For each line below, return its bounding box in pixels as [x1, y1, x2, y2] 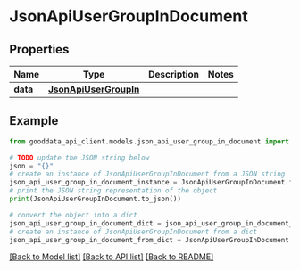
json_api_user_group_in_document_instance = [9, 178, 178, 187]
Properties [9, 42, 70, 57]
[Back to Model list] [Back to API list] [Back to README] [9, 251, 214, 262]
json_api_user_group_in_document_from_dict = [9, 235, 181, 244]
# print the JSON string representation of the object [9, 186, 218, 195]
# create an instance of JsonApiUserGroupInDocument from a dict [9, 227, 257, 236]
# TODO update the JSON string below [9, 153, 150, 162]
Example [9, 113, 59, 128]
